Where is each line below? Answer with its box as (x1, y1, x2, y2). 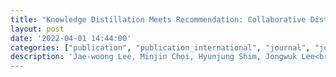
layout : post (10, 24, 65, 34)
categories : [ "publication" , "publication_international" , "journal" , (10, 42, 311, 53)
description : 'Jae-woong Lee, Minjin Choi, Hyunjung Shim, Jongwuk (10, 52, 298, 62)
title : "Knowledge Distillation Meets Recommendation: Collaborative (10, 14, 307, 25)
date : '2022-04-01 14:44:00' (10, 33, 132, 43)
